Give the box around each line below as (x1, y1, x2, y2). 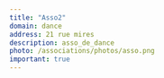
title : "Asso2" (9, 13, 67, 22)
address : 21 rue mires (9, 30, 95, 39)
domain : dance (9, 22, 63, 30)
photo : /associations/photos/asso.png (9, 47, 155, 56)
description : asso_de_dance (9, 38, 115, 48)
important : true (9, 55, 70, 64)
